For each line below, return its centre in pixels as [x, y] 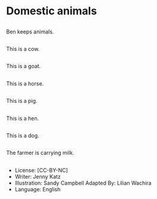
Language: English [38, 189]
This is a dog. [23, 135]
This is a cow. [23, 48]
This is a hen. [23, 118]
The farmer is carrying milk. [40, 153]
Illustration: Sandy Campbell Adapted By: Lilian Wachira [83, 183]
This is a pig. [22, 101]
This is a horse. [25, 83]
